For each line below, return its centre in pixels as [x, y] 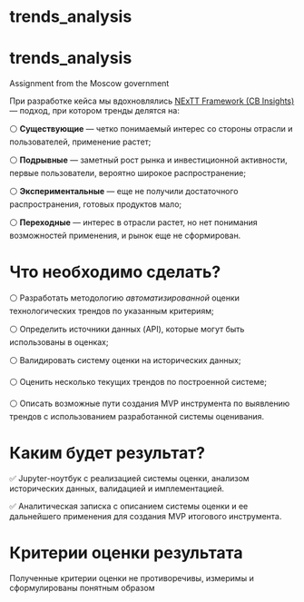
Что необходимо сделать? [115, 272]
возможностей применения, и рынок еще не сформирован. [125, 236]
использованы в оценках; [59, 342]
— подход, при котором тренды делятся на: [94, 111]
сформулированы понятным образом [82, 587]
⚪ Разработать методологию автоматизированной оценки [125, 298]
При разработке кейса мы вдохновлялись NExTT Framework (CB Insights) [152, 101]
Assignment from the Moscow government [89, 84]
